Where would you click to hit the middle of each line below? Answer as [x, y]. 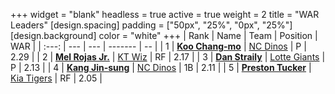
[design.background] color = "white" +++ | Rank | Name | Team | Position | [164, 35]
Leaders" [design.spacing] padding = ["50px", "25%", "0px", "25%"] [151, 25]
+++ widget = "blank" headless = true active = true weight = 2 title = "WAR [165, 14]
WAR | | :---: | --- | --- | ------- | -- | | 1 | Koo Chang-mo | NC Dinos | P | [158, 46]
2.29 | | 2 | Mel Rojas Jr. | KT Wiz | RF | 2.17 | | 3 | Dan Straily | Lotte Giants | [168, 57]
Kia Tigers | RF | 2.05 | [56, 78]
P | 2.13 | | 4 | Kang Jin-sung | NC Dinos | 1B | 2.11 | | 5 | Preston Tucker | [161, 67]
